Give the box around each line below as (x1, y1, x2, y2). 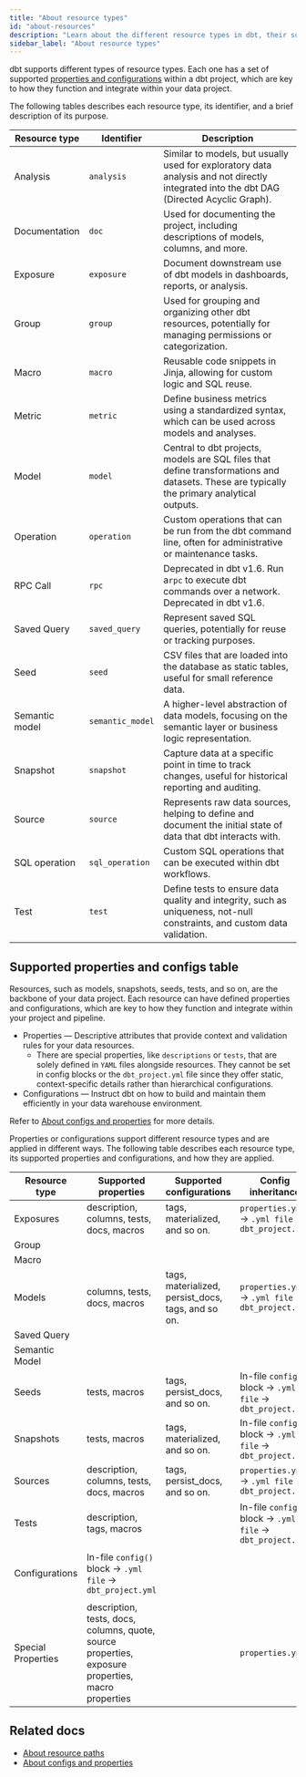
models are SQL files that (163, 453, 271, 466)
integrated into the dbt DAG (163, 181, 280, 194)
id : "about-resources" (9, 22, 96, 31)
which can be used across (163, 416, 276, 429)
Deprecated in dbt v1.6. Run (163, 563, 284, 575)
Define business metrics (163, 393, 267, 406)
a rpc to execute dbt (163, 573, 247, 586)
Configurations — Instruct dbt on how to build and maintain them (22, 1089, 267, 1100)
